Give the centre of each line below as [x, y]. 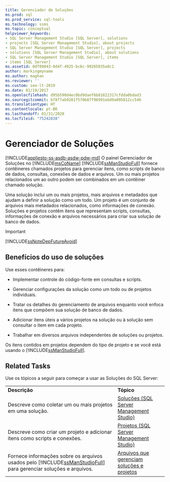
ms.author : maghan [25, 76]
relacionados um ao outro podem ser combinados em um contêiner [75, 179]
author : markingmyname [29, 72]
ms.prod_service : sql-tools [35, 19]
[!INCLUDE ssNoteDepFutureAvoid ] [41, 241]
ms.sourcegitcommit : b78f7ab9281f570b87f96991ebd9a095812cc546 [73, 100]
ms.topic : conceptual [28, 29]
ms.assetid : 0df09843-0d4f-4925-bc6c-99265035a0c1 [60, 67]
